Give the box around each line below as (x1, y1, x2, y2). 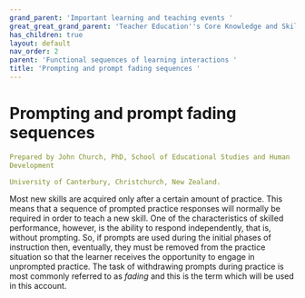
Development (9, 161, 54, 170)
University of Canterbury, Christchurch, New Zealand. (9, 177, 221, 186)
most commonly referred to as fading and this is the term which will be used (9, 271, 295, 282)
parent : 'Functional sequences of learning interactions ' (9, 55, 238, 65)
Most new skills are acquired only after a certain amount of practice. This (9, 194, 283, 204)
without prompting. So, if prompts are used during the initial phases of (9, 233, 272, 243)
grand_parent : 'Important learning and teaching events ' (9, 13, 233, 23)
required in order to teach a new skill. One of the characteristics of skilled (9, 213, 284, 223)
